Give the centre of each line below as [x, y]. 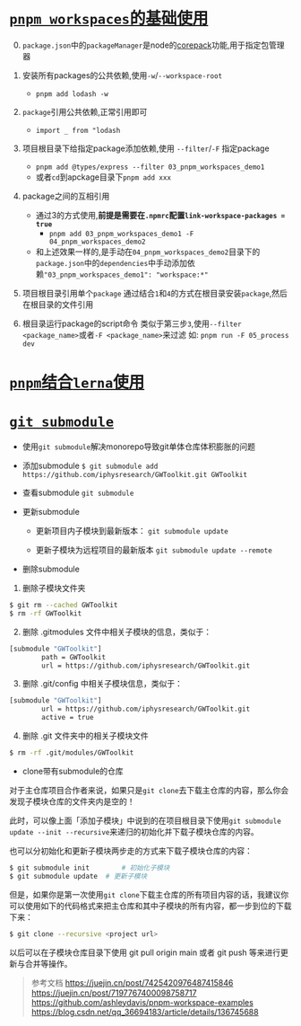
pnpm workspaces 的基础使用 [109, 18]
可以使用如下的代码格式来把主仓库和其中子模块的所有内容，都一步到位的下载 [150, 906]
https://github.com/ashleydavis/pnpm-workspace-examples [142, 1002]
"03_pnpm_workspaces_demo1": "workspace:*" [126, 275]
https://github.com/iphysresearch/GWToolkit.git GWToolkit [135, 475]
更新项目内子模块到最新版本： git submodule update [132, 531]
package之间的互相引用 [66, 196]
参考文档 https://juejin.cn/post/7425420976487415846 [132, 982]
